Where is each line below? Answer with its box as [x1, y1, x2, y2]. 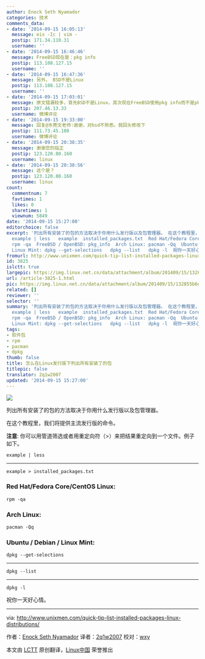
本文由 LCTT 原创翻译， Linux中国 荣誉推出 [6, 646, 113, 654]
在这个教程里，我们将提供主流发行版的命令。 [6, 419, 119, 427]
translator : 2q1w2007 [6, 371, 62, 378]
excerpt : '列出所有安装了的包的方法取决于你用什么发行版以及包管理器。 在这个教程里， [6, 230, 200, 236]
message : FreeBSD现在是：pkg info [12, 54, 96, 60]
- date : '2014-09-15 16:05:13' [6, 26, 86, 32]
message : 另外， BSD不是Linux [12, 77, 84, 83]
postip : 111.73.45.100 [12, 128, 70, 134]
